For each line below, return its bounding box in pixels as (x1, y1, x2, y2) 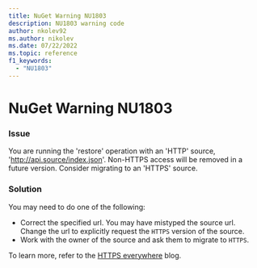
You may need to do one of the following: (8, 202, 145, 211)
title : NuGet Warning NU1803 (8, 11, 107, 20)
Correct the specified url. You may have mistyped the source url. (19, 217, 236, 227)
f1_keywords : (8, 57, 53, 65)
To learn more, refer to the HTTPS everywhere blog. (8, 250, 182, 260)
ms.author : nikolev (8, 34, 74, 43)
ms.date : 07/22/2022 (8, 42, 78, 50)
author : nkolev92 (8, 27, 67, 35)
